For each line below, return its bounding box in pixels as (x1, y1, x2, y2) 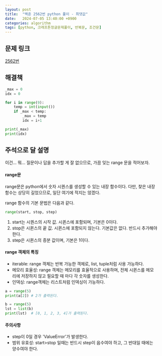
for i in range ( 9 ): (5, 100, 44, 105)
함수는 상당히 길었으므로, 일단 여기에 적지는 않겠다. (5, 190, 101, 195)
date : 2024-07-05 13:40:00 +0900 (5, 16, 77, 21)
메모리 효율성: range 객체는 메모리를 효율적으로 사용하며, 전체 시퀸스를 (12, 267, 145, 273)
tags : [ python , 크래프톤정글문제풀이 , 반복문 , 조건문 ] (5, 25, 102, 30)
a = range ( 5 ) (5, 289, 31, 293)
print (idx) (5, 131, 27, 136)
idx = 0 (5, 91, 21, 96)
